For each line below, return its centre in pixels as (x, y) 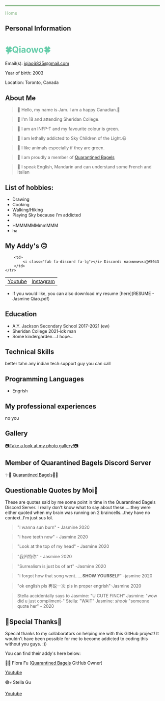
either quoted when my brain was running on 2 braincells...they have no (78, 512)
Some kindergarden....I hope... (43, 336)
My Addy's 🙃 (26, 246)
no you (12, 418)
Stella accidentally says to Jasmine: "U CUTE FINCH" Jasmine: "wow (87, 596)
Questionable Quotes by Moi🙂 (52, 491)
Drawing (21, 199)
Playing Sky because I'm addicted (46, 215)
